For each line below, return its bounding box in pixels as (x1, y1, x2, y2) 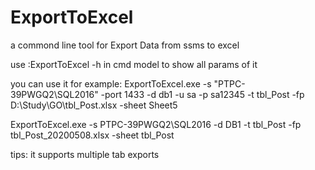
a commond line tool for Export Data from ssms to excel (10, 39, 240, 51)
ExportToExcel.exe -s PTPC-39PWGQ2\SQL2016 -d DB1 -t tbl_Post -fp (10, 118, 302, 130)
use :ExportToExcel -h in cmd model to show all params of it (10, 58, 258, 70)
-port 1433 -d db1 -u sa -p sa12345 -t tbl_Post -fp (100, 88, 305, 100)
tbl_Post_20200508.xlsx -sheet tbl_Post (10, 129, 175, 141)
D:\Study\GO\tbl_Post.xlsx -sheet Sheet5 (10, 99, 178, 111)
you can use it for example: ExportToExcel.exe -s (10, 77, 212, 90)
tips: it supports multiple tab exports (10, 148, 160, 160)
